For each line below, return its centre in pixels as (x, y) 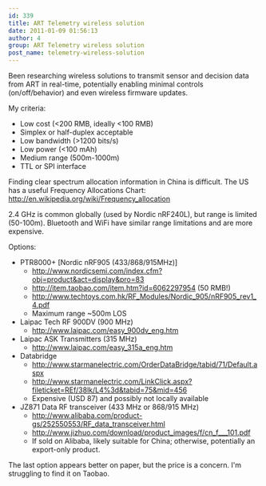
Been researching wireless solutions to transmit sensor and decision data (129, 76)
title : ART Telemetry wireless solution (77, 23)
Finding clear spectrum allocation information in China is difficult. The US (129, 182)
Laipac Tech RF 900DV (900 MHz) (76, 322)
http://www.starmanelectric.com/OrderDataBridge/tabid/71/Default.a (145, 364)
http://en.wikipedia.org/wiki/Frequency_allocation (89, 199)
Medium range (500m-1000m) (69, 158)
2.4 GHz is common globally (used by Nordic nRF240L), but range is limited (133, 214)
